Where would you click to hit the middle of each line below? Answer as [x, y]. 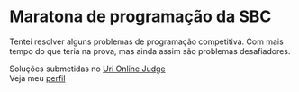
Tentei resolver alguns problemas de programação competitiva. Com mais [146, 41]
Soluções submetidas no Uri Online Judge [87, 69]
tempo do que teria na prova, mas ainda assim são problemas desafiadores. [150, 51]
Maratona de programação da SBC [140, 17]
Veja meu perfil [37, 78]
